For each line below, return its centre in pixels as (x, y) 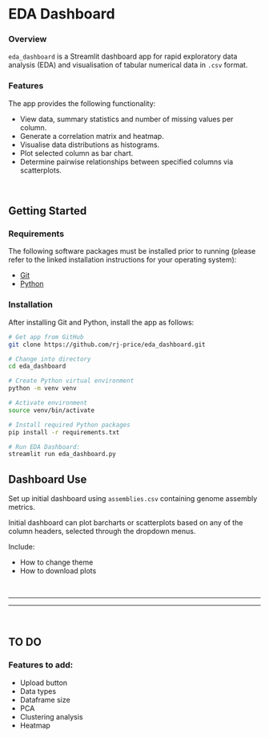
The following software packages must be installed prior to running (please (132, 251)
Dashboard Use (48, 479)
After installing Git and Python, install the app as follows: (101, 322)
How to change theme (56, 562)
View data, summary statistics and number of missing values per (126, 119)
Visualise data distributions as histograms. (90, 145)
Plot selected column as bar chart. (76, 153)
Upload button (44, 683)
